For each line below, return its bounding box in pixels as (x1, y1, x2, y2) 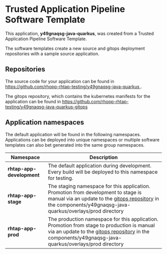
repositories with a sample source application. (5, 51, 99, 57)
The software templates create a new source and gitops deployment (5, 45, 145, 51)
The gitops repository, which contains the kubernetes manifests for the (5, 93, 151, 99)
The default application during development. (48, 162, 152, 169)
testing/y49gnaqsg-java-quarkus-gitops (5, 103, 88, 110)
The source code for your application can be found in (5, 78, 114, 84)
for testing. (48, 174, 74, 181)
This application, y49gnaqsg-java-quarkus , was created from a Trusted (5, 30, 154, 36)
